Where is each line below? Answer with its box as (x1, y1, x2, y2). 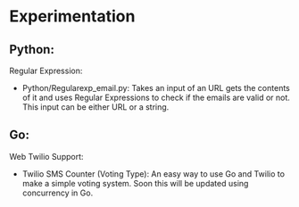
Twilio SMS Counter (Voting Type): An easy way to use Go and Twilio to (21, 168, 286, 179)
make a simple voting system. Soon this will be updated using (21, 178, 249, 188)
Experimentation (9, 6, 136, 27)
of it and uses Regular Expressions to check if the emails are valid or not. (21, 92, 290, 103)
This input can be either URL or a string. (21, 102, 170, 112)
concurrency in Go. (21, 187, 94, 198)
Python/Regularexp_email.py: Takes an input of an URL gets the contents (21, 83, 290, 93)
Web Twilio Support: (9, 151, 84, 161)
